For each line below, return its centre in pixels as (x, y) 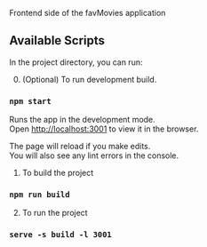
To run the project (55, 213)
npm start (30, 101)
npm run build (40, 195)
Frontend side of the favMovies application (88, 13)
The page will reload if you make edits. (80, 147)
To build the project (58, 173)
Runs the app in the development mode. (82, 120)
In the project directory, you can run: (76, 62)
